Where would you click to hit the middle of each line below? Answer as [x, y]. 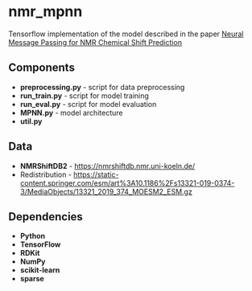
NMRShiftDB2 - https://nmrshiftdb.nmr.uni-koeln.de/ [107, 166]
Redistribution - [46, 174]
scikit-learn [40, 270]
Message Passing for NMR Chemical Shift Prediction [95, 42]
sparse [32, 279]
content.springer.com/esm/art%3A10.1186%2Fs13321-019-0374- [127, 182]
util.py [31, 121]
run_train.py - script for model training [84, 96]
